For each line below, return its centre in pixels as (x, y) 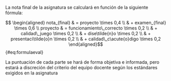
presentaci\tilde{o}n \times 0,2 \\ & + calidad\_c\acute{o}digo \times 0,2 (86, 39)
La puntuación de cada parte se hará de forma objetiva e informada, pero (82, 62)
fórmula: (14, 13)
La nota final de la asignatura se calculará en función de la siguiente (77, 7)
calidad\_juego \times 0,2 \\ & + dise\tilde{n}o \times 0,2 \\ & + (86, 33)
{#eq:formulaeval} (24, 52)
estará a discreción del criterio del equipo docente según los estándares (81, 67)
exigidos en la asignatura (32, 73)
